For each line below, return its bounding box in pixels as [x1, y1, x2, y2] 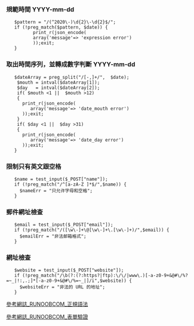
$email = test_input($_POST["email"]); [14, 222, 113, 228]
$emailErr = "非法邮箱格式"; [19, 233, 87, 239]
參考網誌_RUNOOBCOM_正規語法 [6, 300, 88, 308]
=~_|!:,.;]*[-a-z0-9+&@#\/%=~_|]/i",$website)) [6, 278, 127, 284]
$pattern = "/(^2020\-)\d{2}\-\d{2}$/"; [14, 19, 116, 25]
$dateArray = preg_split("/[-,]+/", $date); [14, 74, 130, 80]
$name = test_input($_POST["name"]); [14, 176, 109, 182]
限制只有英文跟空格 [6, 162, 61, 171]
